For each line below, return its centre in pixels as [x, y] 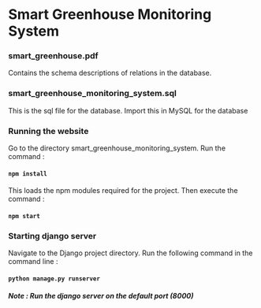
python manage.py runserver [54, 278]
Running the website [48, 131]
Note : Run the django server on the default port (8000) [101, 296]
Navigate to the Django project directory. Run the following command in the [130, 253]
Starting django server [52, 236]
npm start [24, 216]
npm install [28, 174]
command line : [33, 262]
